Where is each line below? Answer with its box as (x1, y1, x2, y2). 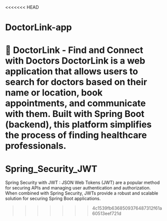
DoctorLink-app (5, 22, 72, 33)
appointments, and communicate (5, 97, 146, 109)
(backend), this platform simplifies (5, 119, 152, 130)
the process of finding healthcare (5, 129, 147, 141)
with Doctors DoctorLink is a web (5, 55, 145, 66)
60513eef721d (92, 210, 121, 216)
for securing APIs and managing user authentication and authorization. (5, 185, 151, 191)
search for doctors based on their (5, 76, 147, 88)
